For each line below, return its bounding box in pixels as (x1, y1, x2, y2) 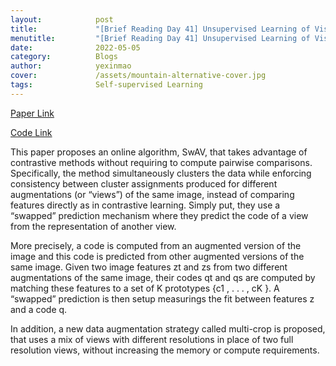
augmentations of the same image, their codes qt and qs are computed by (10, 271, 316, 283)
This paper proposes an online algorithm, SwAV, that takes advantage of (10, 146, 308, 158)
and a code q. (10, 303, 68, 315)
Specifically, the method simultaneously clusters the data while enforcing (10, 167, 312, 179)
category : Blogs (10, 52, 118, 62)
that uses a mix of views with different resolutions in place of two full (10, 333, 294, 345)
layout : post (10, 14, 114, 25)
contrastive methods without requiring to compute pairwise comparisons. (10, 156, 313, 168)
